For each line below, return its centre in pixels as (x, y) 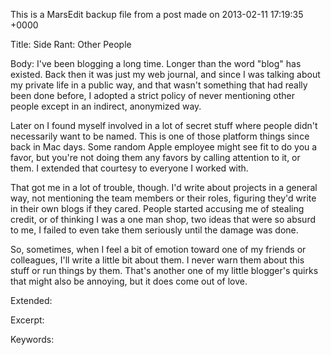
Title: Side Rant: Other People (71, 44)
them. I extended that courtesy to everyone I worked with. (129, 168)
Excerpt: (27, 320)
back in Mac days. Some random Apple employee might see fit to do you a (164, 147)
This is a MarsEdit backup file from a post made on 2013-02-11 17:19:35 (157, 14)
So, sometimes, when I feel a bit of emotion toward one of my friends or (158, 249)
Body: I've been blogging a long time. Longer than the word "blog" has (156, 63)
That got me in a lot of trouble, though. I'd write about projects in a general (164, 187)
